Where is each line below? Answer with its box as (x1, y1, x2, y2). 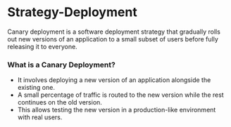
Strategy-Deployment (7, 4, 137, 20)
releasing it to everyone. (7, 42, 77, 51)
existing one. (17, 83, 55, 92)
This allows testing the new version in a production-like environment (17, 106, 216, 114)
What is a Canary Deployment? (7, 60, 116, 69)
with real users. (17, 113, 63, 121)
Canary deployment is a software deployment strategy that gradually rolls (7, 27, 220, 36)
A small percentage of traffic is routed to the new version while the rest (17, 91, 224, 99)
